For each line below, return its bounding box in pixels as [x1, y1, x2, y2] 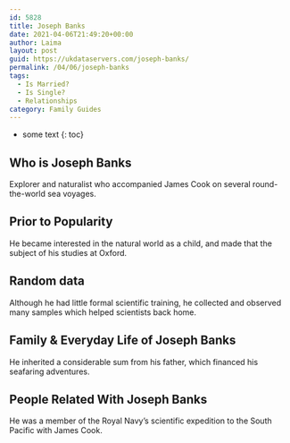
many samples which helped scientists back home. [9, 306, 197, 318]
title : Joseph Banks [9, 21, 87, 30]
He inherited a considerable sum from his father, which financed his [9, 356, 259, 367]
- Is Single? [17, 88, 66, 97]
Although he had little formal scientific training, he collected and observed [9, 297, 282, 308]
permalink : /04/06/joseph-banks [9, 64, 129, 72]
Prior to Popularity [9, 214, 113, 229]
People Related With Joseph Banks [9, 391, 208, 407]
